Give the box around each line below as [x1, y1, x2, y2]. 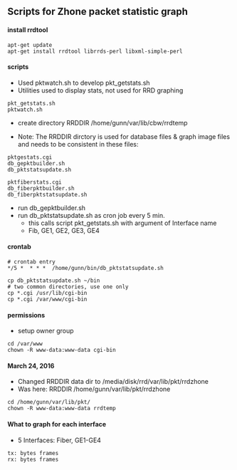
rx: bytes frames [7, 456, 59, 463]
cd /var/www [7, 340, 43, 348]
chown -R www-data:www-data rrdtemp [7, 405, 116, 412]
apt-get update [7, 41, 53, 48]
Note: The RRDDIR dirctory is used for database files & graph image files [17, 132, 230, 141]
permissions [7, 310, 46, 319]
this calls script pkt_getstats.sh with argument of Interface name [28, 219, 217, 227]
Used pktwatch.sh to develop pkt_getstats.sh [17, 78, 151, 87]
